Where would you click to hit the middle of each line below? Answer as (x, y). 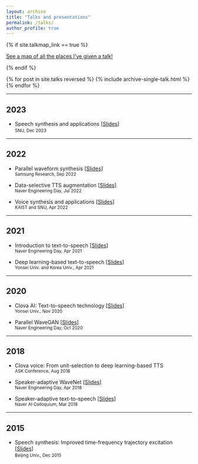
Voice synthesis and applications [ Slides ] (65, 202)
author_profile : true (33, 28)
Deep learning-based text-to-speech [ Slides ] (70, 262)
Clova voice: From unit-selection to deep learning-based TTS (89, 366)
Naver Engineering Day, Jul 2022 (48, 191)
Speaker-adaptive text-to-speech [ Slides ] (65, 399)
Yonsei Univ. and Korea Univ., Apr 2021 (54, 267)
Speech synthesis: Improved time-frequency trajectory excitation (93, 442)
